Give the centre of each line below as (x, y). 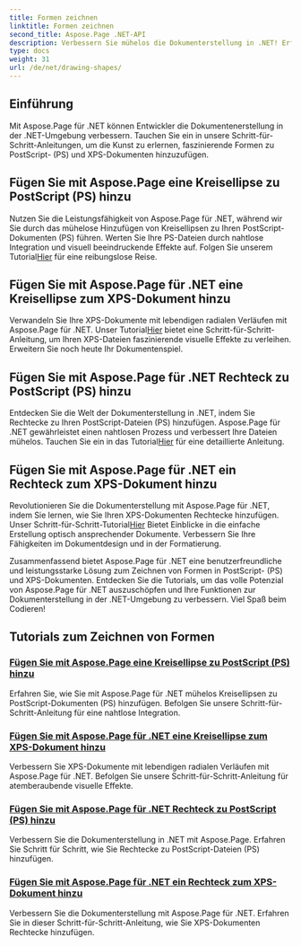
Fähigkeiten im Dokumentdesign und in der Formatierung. (116, 544)
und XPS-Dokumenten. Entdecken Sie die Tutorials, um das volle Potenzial (146, 579)
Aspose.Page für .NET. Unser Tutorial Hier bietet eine (107, 330)
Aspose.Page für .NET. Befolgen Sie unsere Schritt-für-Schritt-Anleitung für (149, 776)
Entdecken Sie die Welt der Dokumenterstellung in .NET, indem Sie (132, 413)
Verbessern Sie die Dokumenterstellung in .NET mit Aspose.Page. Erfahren (147, 840)
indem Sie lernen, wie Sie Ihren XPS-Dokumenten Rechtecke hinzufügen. (144, 515)
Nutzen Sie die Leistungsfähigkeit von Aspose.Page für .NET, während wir (146, 218)
